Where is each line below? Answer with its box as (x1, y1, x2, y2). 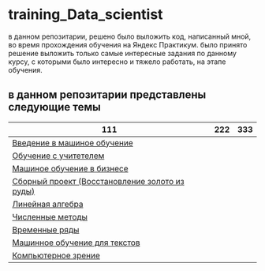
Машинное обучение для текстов (12, 237, 140, 248)
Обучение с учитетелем (12, 150, 105, 161)
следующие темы (8, 100, 101, 114)
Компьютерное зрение (12, 250, 101, 261)
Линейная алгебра (12, 198, 84, 209)
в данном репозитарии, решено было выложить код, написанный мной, (8, 32, 252, 41)
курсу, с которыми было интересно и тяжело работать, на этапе (8, 57, 226, 66)
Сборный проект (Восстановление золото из (12, 175, 185, 186)
